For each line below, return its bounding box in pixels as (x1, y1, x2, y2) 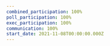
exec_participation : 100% (6, 20, 71, 26)
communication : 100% (6, 25, 59, 32)
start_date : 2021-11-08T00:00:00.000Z (6, 31, 104, 37)
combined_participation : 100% (6, 8, 83, 15)
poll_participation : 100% (6, 14, 71, 20)
